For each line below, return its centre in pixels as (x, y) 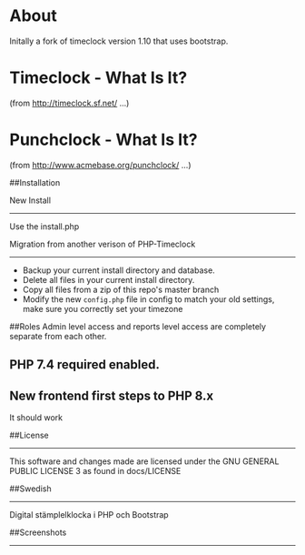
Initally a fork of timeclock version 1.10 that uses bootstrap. (119, 41)
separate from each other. (58, 336)
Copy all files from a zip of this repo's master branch (121, 289)
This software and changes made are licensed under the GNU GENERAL (144, 461)
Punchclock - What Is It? (103, 140)
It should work (36, 418)
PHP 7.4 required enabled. (85, 365)
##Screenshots (38, 532)
